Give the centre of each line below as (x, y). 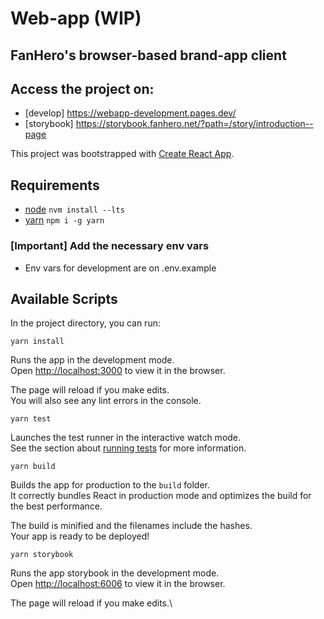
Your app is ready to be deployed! (80, 536)
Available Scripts (64, 298)
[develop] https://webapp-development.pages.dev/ (130, 113)
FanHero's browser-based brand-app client (148, 55)
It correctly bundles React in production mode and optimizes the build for (161, 496)
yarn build (33, 467)
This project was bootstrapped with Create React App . (122, 154)
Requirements (55, 185)
